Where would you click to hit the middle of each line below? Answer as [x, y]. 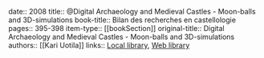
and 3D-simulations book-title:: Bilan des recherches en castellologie [122, 20]
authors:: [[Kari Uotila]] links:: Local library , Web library [99, 45]
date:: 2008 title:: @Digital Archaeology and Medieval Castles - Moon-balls [132, 12]
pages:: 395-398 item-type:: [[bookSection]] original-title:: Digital [116, 28]
